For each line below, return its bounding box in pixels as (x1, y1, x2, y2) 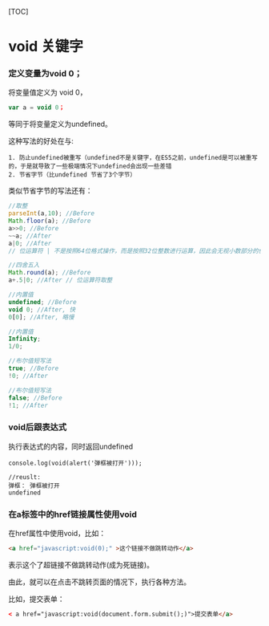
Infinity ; (8, 335, 42, 343)
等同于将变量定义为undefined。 (8, 120, 112, 129)
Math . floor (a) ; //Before (8, 217, 91, 226)
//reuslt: (8, 473, 42, 481)
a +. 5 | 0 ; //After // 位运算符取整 (8, 276, 113, 284)
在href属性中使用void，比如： (8, 529, 106, 539)
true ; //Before (8, 364, 59, 372)
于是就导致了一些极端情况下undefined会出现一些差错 (19, 162, 172, 171)
